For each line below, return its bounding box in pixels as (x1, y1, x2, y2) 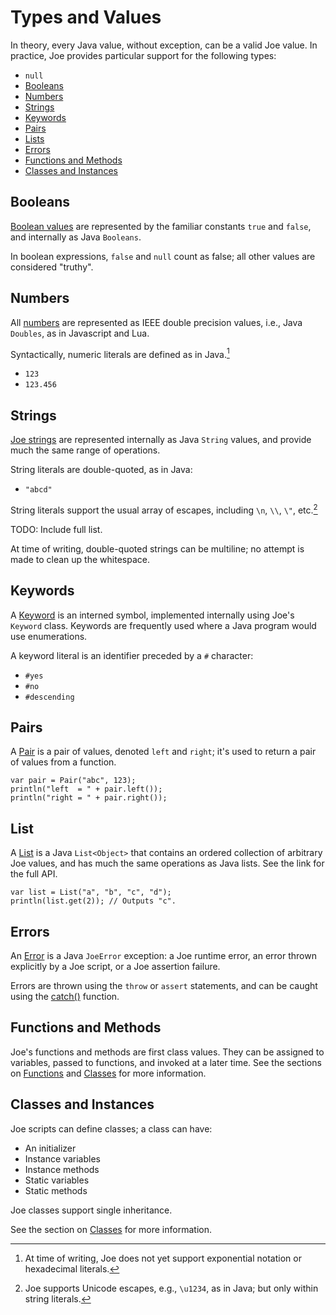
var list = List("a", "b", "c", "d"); (10, 887, 172, 898)
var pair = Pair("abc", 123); (10, 776, 137, 786)
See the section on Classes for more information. (10, 1223, 212, 1235)
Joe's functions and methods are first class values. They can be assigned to (10, 1046, 325, 1058)
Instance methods (24, 1163, 100, 1175)
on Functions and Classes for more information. (10, 1067, 207, 1079)
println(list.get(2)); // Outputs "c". (10, 896, 177, 906)
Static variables (24, 1174, 90, 1186)
